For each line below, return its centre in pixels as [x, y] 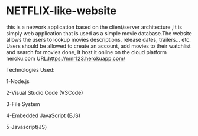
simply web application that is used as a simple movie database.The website [99, 33]
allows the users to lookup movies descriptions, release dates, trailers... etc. [98, 39]
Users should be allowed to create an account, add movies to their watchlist [98, 46]
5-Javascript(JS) [27, 127]
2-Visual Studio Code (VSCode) [45, 92]
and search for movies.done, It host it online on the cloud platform [87, 52]
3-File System [23, 104]
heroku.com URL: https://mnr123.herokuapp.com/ [66, 58]
